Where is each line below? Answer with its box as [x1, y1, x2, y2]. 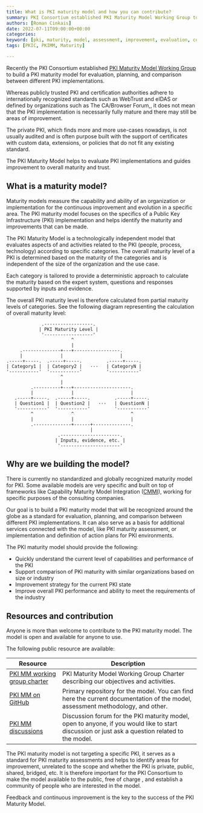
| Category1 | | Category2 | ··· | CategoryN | [6, 363, 142, 369]
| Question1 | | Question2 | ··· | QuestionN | [14, 400, 150, 406]
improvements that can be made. [6, 223, 89, 230]
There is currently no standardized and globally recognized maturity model [6, 475, 193, 482]
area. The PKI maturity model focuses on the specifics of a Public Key [6, 210, 180, 217]
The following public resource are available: [6, 645, 115, 652]
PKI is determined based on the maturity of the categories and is [6, 254, 167, 261]
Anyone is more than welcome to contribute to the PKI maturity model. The [6, 627, 192, 634]
